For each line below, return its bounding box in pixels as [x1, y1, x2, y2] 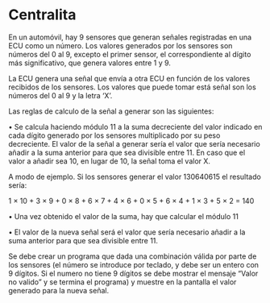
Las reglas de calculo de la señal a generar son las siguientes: [8, 106, 214, 116]
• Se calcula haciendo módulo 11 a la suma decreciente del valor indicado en [8, 122, 263, 131]
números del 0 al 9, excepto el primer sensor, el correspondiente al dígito [8, 49, 251, 59]
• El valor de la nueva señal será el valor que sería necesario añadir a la [8, 227, 246, 237]
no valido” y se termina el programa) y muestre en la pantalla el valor [8, 276, 237, 287]
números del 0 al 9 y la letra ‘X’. [8, 90, 113, 100]
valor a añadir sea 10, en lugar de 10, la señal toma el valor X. [8, 156, 211, 166]
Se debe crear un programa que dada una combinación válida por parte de [8, 251, 257, 261]
